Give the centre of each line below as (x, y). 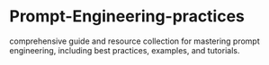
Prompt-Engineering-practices (127, 16)
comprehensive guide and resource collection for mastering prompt (134, 41)
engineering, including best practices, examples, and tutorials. (125, 50)
